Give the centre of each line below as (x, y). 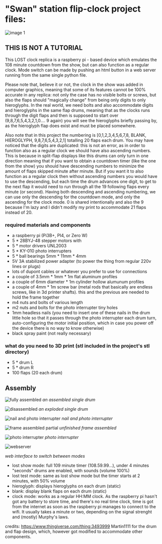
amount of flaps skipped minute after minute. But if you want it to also (74, 171)
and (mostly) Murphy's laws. (40, 517)
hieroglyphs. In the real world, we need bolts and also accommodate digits (79, 105)
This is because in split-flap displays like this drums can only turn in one (77, 156)
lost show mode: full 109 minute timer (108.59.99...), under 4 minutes (80, 465)
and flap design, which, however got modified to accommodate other (74, 531)
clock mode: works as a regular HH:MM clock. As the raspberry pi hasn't (84, 496)
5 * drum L (23, 363)
